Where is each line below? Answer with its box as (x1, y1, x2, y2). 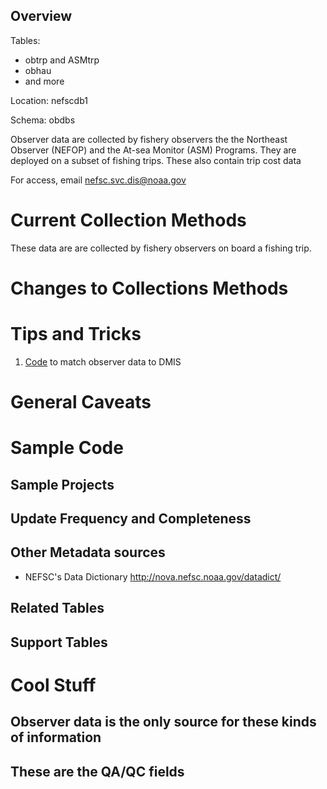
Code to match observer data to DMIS (24, 355, 182, 368)
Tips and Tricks (10, 323, 142, 346)
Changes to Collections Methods (10, 277, 289, 299)
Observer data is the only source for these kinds (10, 714, 317, 731)
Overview (10, 8, 73, 25)
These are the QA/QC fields (10, 763, 185, 780)
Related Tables (10, 600, 105, 617)
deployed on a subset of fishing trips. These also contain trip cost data (10, 154, 302, 166)
